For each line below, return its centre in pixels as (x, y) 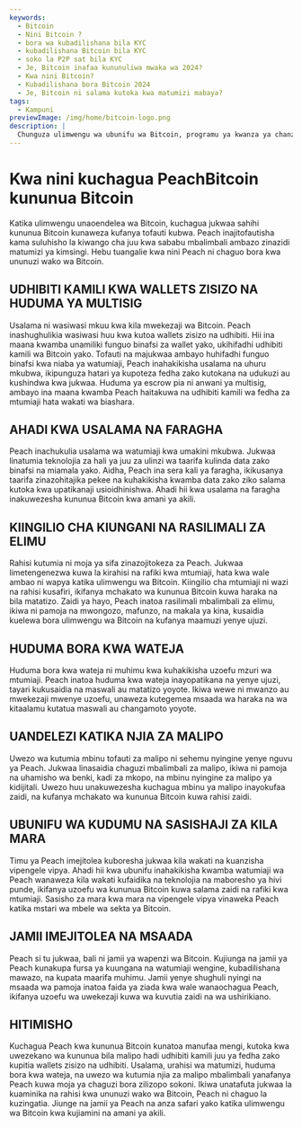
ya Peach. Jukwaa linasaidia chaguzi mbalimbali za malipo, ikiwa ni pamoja (148, 768)
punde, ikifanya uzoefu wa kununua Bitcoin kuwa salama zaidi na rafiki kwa (149, 889)
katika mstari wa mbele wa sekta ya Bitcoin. (90, 908)
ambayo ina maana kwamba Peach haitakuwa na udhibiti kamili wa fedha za (150, 392)
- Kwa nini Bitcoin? (56, 76)
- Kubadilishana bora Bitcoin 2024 (84, 84)
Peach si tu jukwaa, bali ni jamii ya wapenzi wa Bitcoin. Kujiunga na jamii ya (148, 958)
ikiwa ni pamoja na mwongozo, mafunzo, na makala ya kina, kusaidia (137, 611)
